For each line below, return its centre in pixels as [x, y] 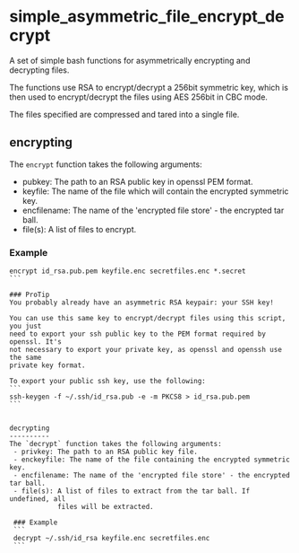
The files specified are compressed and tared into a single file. [124, 114]
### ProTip [30, 295]
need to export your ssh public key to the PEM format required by [138, 334]
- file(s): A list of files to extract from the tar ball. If [132, 491]
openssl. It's [36, 342]
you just [26, 326]
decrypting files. [39, 70]
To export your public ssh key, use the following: [107, 382]
